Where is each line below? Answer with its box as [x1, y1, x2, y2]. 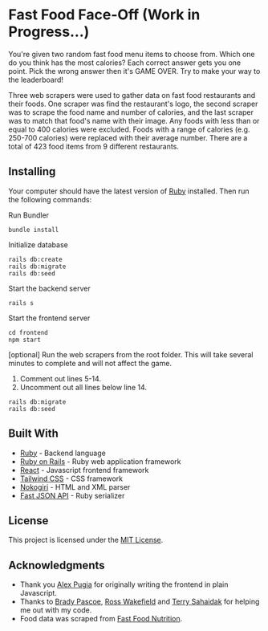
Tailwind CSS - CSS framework [19, 474, 123, 483]
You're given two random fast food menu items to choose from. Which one [8, 49, 255, 59]
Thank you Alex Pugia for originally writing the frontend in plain [19, 580, 229, 589]
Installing [8, 165, 56, 178]
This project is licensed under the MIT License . [8, 535, 164, 545]
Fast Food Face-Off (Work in [8, 6, 201, 24]
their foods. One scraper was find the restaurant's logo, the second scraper [8, 99, 258, 108]
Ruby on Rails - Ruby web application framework [19, 456, 181, 466]
